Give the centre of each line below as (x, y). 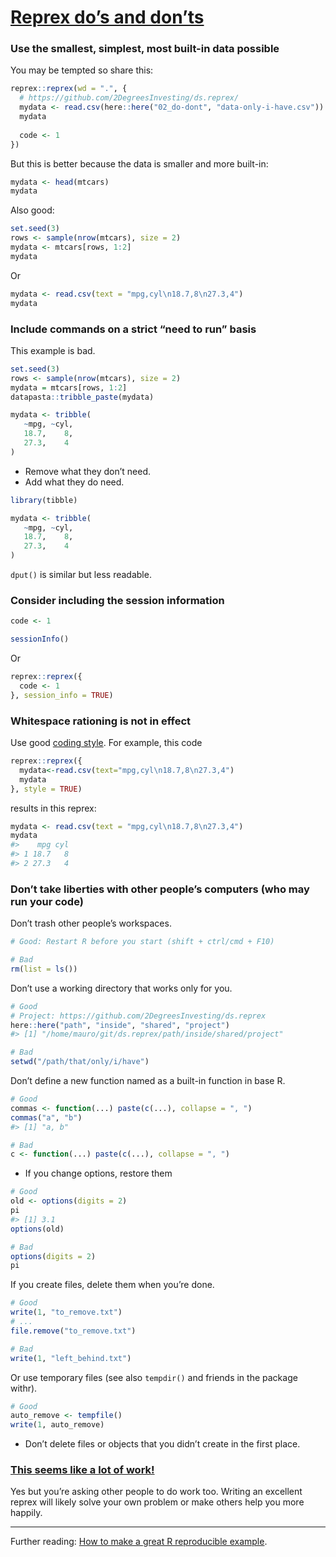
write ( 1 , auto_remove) (57, 1425)
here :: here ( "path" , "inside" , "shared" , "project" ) (120, 1025)
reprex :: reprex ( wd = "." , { (69, 89)
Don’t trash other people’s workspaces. (91, 923)
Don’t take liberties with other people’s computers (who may (160, 889)
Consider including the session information (117, 600)
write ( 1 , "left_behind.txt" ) (71, 1358)
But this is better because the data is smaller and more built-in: (139, 163)
